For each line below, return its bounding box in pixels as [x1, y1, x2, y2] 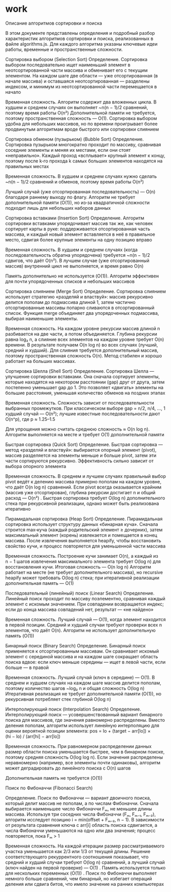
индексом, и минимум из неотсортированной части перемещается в [5, 83, 157, 90]
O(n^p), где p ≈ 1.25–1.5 [5, 416, 55, 422]
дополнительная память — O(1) [5, 580, 74, 586]
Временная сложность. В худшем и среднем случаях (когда [5, 247, 138, 253]
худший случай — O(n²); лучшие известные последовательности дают [5, 411, 160, 417]
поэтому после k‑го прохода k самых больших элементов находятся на [5, 157, 163, 164]
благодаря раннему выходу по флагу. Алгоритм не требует [5, 194, 136, 200]
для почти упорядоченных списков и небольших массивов [5, 278, 135, 285]
